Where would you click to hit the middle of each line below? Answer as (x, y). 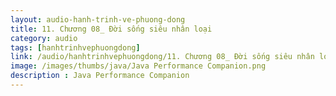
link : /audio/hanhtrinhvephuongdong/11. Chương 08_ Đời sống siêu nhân (162, 57)
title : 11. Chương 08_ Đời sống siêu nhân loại (111, 29)
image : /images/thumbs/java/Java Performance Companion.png (138, 66)
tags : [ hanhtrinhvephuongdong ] (75, 47)
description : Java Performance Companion (100, 76)
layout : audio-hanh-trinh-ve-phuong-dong (98, 19)
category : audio (44, 38)
